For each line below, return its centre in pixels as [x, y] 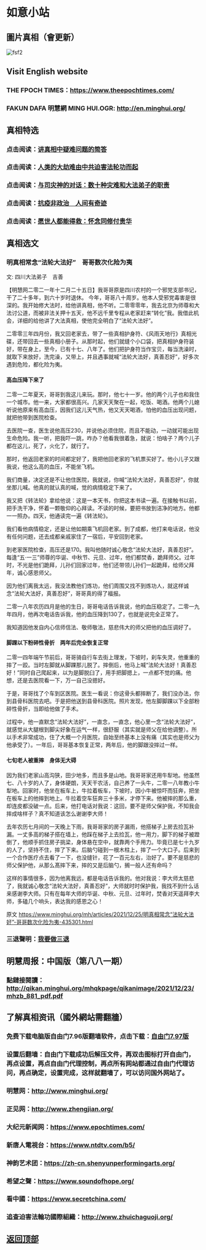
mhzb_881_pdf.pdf [35, 995]
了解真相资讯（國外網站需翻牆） [67, 1017]
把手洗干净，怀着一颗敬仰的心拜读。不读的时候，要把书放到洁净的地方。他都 [103, 508]
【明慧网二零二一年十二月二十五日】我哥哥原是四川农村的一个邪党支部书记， [103, 290]
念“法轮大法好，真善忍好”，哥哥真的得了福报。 [65, 593]
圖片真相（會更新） [43, 37]
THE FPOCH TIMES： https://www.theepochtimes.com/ [90, 90]
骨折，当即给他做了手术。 [49, 709]
